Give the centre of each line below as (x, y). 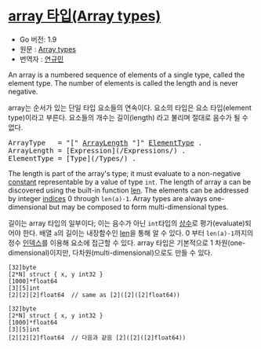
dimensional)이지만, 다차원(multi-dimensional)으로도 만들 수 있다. (111, 252)
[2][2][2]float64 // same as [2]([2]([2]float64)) (94, 295)
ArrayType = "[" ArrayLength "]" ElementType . (105, 143)
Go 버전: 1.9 (38, 39)
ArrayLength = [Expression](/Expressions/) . (97, 151)
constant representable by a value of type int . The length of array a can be (130, 182)
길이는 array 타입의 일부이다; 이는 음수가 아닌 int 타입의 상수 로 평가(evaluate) (127, 223)
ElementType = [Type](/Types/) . (72, 158)
